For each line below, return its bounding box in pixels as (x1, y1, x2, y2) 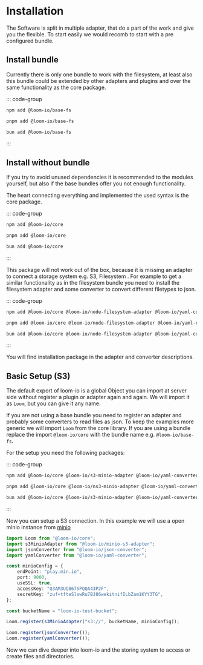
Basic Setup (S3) (6, 371, 71, 381)
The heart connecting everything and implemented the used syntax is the (6, 192, 189, 199)
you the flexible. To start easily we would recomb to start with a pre (6, 30, 174, 38)
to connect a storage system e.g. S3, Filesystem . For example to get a (6, 273, 182, 280)
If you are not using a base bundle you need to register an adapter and (6, 412, 182, 419)
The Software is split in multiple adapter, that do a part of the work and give (6, 24, 195, 31)
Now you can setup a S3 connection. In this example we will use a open (6, 517, 185, 524)
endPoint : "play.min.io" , (17, 569, 83, 575)
